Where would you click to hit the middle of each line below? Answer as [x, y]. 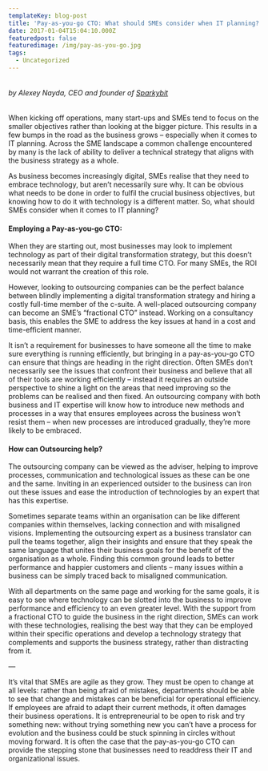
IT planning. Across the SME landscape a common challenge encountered [130, 143]
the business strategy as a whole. [64, 160]
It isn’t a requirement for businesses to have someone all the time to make [130, 345]
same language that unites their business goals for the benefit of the [121, 551]
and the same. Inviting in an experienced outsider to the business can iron [130, 484]
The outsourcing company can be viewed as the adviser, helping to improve [133, 466]
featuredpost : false [43, 38]
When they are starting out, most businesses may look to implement [120, 246]
